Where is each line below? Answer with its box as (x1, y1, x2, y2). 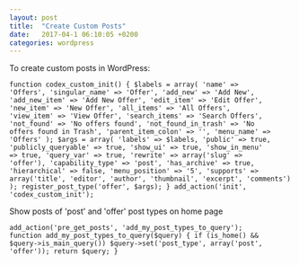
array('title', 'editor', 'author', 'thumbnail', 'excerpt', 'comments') (9, 174, 292, 184)
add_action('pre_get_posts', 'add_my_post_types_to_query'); (9, 224, 243, 233)
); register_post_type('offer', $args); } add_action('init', (9, 182, 247, 191)
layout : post (9, 13, 58, 22)
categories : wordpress (9, 38, 94, 48)
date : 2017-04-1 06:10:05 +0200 (9, 30, 139, 39)
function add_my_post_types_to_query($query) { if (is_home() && (9, 231, 259, 241)
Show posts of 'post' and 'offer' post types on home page (9, 206, 224, 216)
